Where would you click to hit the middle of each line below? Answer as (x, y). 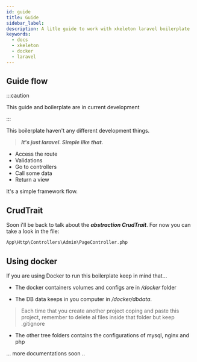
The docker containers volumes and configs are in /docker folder (95, 287)
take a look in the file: (33, 231)
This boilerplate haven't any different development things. (78, 131)
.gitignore (33, 323)
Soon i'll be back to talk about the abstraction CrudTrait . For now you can (98, 225)
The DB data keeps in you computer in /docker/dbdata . (83, 299)
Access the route (36, 154)
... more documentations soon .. (46, 353)
